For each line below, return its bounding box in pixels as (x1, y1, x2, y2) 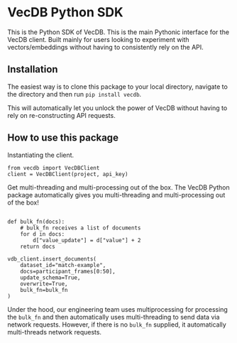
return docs (20, 243, 55, 250)
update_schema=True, (20, 274, 81, 281)
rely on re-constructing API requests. (7, 111, 116, 119)
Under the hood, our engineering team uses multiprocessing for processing (7, 305, 228, 313)
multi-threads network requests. (7, 327, 101, 336)
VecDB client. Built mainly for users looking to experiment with (7, 35, 189, 43)
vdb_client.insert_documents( (7, 255, 97, 263)
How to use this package (7, 132, 119, 144)
